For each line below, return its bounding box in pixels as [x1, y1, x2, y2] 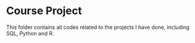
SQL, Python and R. [6, 29, 54, 37]
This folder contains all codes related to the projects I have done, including [6, 24, 190, 31]
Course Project [6, 4, 82, 18]
